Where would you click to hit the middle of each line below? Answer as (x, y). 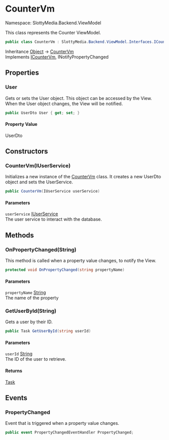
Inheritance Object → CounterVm (39, 52)
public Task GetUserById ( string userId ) (48, 331)
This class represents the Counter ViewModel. (53, 32)
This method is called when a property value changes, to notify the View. (81, 261)
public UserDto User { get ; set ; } (43, 113)
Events (16, 398)
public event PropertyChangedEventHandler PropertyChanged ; (70, 432)
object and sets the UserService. (39, 182)
